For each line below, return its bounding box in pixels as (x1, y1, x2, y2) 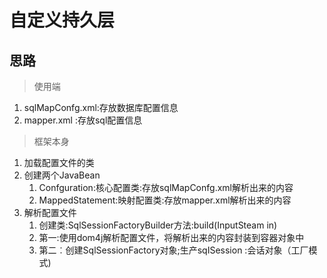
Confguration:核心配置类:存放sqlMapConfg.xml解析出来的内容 (38, 182, 294, 193)
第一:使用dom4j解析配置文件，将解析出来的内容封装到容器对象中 (38, 232, 305, 243)
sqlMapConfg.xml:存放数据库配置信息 (23, 102, 179, 113)
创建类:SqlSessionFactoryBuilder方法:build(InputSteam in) (38, 219, 278, 231)
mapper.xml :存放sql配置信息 (23, 114, 143, 126)
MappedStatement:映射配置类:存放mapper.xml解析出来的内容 (38, 194, 292, 206)
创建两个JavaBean (23, 169, 101, 181)
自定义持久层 (9, 9, 116, 32)
